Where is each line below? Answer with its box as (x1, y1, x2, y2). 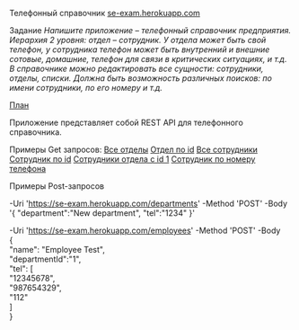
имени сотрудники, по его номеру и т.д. (9, 83, 163, 93)
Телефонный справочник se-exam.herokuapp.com (9, 8, 200, 18)
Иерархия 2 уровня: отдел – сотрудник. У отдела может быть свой (9, 35, 267, 45)
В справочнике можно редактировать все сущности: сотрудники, (9, 63, 264, 74)
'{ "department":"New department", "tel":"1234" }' (9, 208, 196, 219)
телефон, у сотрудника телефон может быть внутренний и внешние (9, 44, 270, 55)
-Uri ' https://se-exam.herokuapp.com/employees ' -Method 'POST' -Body (9, 225, 281, 236)
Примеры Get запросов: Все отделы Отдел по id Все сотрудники (9, 144, 259, 155)
